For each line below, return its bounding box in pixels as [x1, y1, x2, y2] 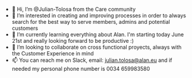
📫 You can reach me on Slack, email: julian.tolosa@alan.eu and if [11, 57, 172, 64]
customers [11, 24, 39, 32]
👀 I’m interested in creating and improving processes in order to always [11, 12, 186, 19]
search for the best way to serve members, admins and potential [11, 18, 171, 25]
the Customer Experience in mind [11, 50, 94, 57]
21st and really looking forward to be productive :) [11, 38, 134, 44]
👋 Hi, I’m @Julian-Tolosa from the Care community [11, 6, 136, 13]
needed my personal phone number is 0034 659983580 [11, 65, 150, 72]
